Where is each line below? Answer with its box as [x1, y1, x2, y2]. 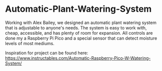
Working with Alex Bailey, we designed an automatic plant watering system [5, 20, 157, 25]
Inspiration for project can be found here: [5, 50, 88, 56]
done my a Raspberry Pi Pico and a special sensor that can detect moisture [5, 35, 157, 41]
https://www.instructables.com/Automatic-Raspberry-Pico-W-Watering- [5, 55, 151, 61]
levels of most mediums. [5, 40, 55, 46]
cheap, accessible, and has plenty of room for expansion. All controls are [5, 30, 153, 36]
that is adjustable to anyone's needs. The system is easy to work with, [5, 24, 147, 30]
